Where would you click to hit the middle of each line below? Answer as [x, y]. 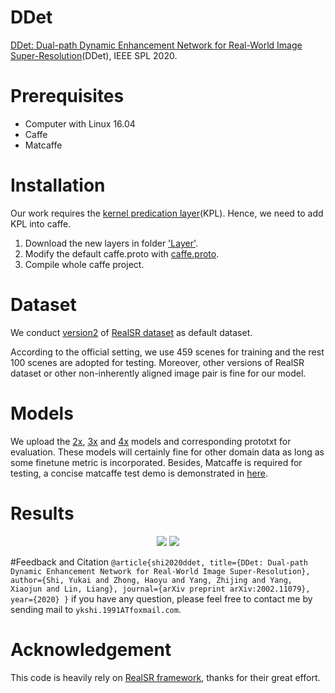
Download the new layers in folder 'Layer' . [111, 243]
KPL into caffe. [41, 223]
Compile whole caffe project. [84, 264]
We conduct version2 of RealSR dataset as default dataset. [131, 332]
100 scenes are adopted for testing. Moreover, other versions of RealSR [157, 362]
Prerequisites [67, 96]
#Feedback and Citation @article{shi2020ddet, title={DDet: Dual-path [159, 562]
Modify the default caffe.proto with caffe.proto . [122, 253]
